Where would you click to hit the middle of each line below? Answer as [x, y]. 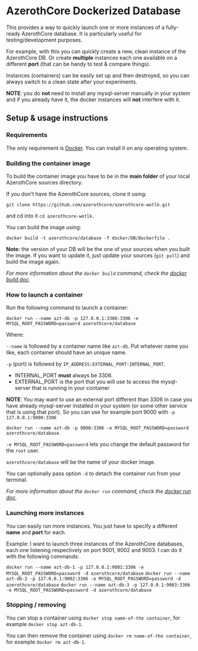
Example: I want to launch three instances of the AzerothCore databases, [95, 544]
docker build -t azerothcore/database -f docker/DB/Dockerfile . [88, 238]
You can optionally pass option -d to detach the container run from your [93, 474]
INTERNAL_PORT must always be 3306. [64, 376]
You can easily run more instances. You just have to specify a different [92, 526]
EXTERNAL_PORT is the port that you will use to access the [87, 382]
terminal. [17, 480]
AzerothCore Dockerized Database [93, 11]
